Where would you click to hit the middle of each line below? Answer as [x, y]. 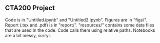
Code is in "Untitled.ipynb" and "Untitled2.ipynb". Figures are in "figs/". [76, 20]
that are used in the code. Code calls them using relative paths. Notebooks [80, 30]
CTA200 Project [30, 8]
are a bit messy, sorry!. [28, 35]
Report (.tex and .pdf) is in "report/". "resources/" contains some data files [80, 25]
